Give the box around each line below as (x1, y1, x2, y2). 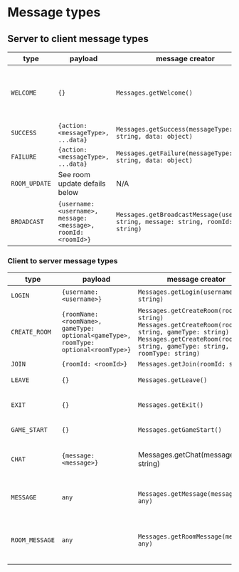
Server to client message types (7, 33, 149, 45)
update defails (58, 179, 106, 189)
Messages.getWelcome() (116, 89, 193, 97)
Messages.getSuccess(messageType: (116, 125, 233, 133)
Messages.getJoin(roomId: (137, 360, 226, 369)
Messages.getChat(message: (137, 450, 236, 460)
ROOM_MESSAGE (11, 536, 55, 544)
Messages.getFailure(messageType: (116, 149, 233, 157)
